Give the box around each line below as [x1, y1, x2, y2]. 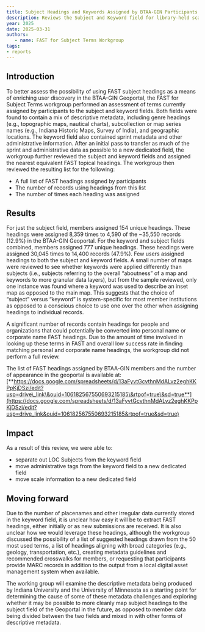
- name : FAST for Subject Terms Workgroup [14, 37, 124, 43]
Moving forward [6, 493, 69, 504]
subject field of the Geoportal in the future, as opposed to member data [6, 606, 186, 613]
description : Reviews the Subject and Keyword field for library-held [6, 15, 190, 21]
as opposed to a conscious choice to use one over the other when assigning [6, 302, 198, 309]
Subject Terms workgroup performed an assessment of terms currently [6, 100, 186, 108]
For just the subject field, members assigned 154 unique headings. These [6, 224, 190, 232]
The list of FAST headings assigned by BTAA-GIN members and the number [6, 365, 196, 372]
